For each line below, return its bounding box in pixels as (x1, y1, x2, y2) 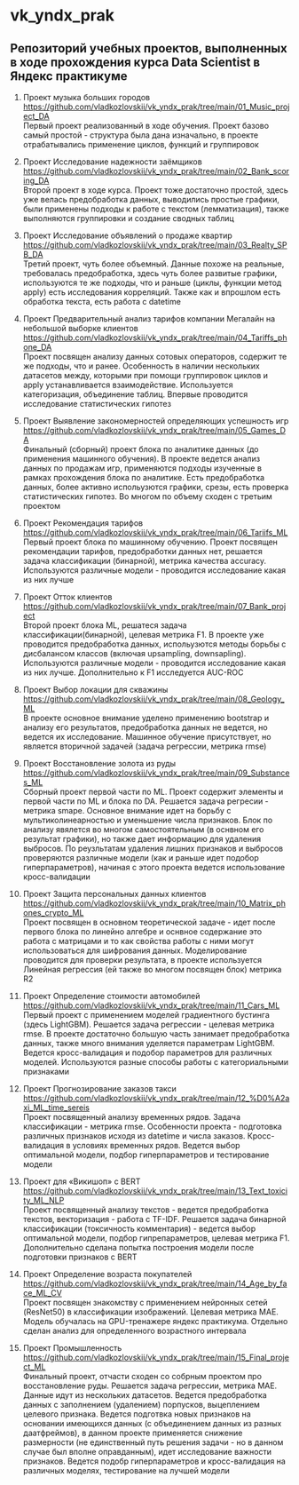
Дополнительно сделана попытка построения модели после (22, 1243, 255, 1252)
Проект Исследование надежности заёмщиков (22, 156, 202, 167)
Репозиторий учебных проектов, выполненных (10, 41, 287, 56)
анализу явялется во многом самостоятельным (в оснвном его (22, 824, 264, 835)
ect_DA (22, 111, 50, 121)
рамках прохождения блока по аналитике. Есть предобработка (22, 472, 265, 482)
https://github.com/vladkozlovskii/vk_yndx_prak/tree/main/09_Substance (22, 767, 290, 778)
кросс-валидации (22, 871, 91, 882)
